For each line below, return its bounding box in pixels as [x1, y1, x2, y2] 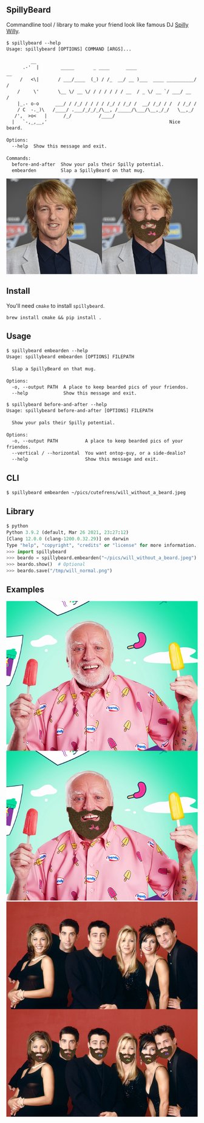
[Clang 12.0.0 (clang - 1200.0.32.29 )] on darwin [6, 535, 129, 542]
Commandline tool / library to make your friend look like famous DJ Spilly [6, 21, 189, 28]
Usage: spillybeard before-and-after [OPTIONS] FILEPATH [6, 408, 154, 414]
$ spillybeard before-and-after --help [6, 402, 107, 408]
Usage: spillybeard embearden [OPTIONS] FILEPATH [6, 354, 135, 360]
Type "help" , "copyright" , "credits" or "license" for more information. [6, 542, 197, 548]
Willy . [6, 27, 20, 35]
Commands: [6, 155, 32, 161]
